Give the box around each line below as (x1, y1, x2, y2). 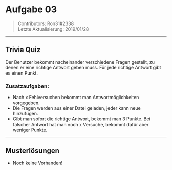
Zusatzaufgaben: (5, 83, 50, 90)
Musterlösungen (5, 147, 60, 155)
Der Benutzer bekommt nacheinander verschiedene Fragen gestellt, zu (5, 59, 155, 65)
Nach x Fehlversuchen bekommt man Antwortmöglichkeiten (12, 94, 139, 101)
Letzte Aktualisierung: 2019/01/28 (17, 26, 89, 32)
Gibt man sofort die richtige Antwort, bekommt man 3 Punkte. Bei (12, 116, 151, 122)
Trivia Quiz (5, 45, 41, 54)
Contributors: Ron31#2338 (17, 20, 74, 27)
